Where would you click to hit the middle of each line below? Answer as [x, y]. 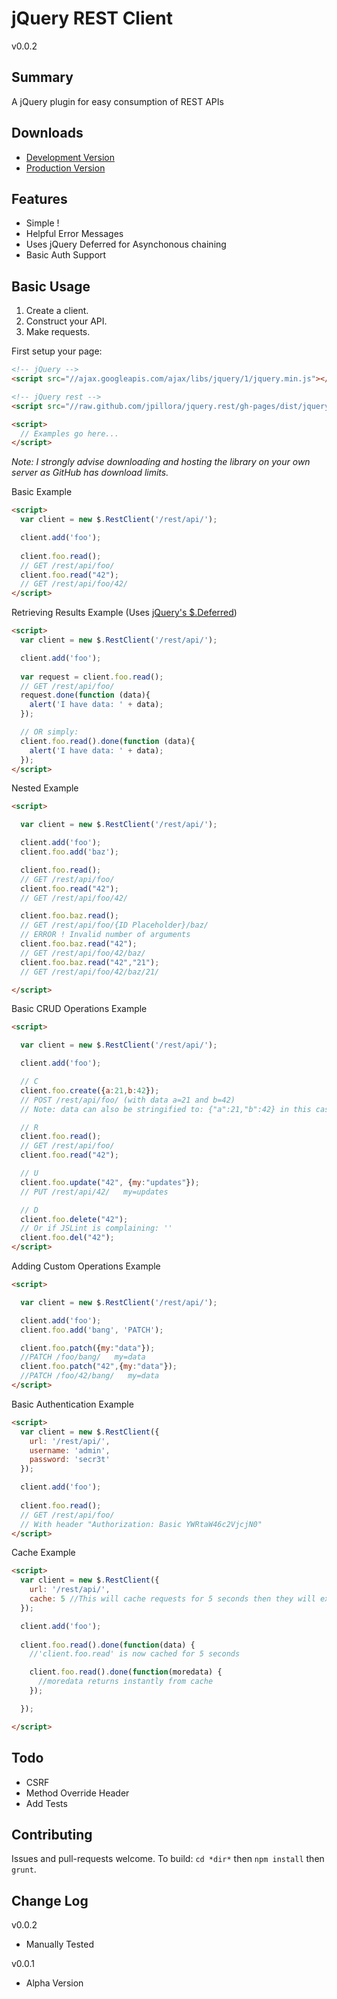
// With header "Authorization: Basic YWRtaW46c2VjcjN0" [141, 1524]
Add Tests [46, 1803]
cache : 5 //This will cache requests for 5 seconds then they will [172, 1599]
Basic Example [42, 492]
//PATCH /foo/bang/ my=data [83, 1357]
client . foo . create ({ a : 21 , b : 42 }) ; [90, 1090]
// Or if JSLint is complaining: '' [96, 1228]
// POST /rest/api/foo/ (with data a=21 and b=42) [128, 1100]
